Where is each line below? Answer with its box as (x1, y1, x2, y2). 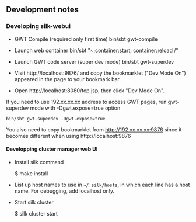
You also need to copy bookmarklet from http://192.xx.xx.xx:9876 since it (6, 126, 182, 133)
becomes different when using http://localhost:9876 (6, 132, 131, 139)
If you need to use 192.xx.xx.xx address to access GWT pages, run (6, 98, 167, 105)
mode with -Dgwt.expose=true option (30, 105, 121, 112)
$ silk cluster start (14, 210, 58, 217)
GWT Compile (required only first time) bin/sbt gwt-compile (14, 35, 158, 43)
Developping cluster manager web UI (6, 145, 98, 152)
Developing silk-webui (6, 22, 71, 30)
